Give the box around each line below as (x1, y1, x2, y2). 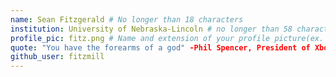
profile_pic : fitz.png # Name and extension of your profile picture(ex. (10, 33, 325, 43)
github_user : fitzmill (10, 52, 105, 62)
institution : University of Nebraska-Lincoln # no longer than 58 (10, 24, 293, 34)
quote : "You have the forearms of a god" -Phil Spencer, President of (10, 42, 311, 53)
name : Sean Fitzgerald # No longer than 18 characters (10, 14, 244, 25)
